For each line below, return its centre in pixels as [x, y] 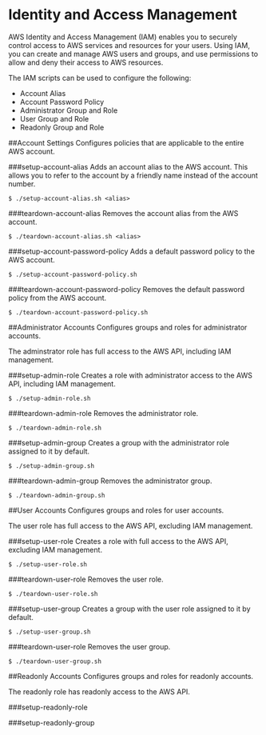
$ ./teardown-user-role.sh [53, 593]
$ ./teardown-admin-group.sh [57, 495]
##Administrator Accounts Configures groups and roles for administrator [128, 327]
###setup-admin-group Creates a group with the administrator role [119, 442]
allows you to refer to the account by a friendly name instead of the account [133, 175]
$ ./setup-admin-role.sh [50, 398]
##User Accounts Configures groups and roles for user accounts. [116, 510]
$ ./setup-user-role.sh [48, 564]
